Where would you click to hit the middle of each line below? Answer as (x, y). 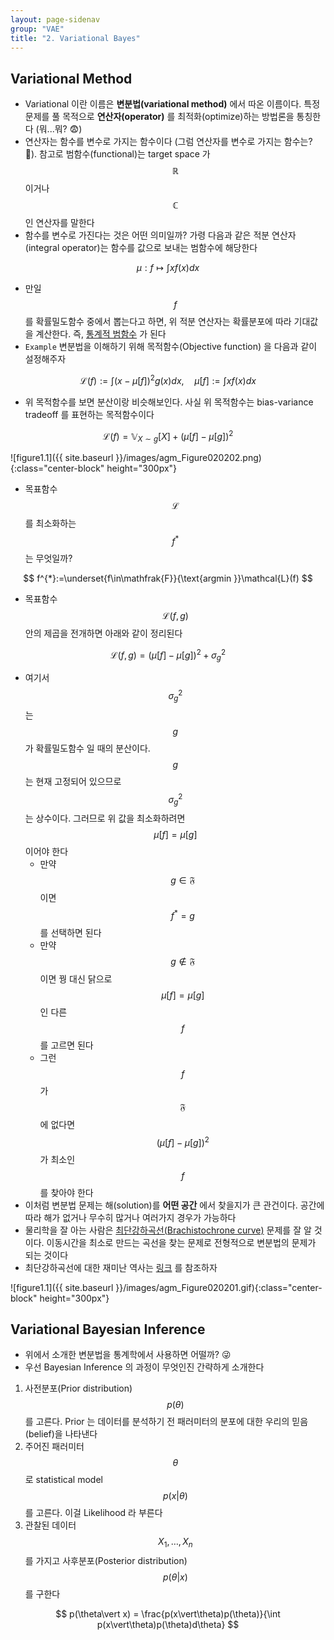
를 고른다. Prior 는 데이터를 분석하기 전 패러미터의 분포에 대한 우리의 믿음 (166, 1422)
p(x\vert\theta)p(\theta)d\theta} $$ (168, 1625)
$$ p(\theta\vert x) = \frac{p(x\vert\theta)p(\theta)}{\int (168, 1614)
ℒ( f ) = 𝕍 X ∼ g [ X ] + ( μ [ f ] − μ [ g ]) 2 (168, 436)
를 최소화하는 (50, 523)
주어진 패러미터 (54, 1447)
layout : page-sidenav (55, 19)
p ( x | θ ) (175, 1496)
